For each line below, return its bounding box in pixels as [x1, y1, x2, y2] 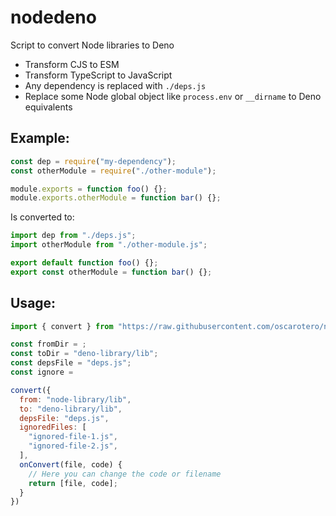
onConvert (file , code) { [19, 459, 123, 470]
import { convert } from [10, 321, 114, 331]
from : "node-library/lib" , [19, 394, 132, 405]
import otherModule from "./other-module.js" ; [10, 240, 208, 250]
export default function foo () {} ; [10, 258, 159, 268]
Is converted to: [10, 211, 75, 223]
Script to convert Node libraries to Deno [10, 39, 175, 51]
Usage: [10, 295, 57, 312]
